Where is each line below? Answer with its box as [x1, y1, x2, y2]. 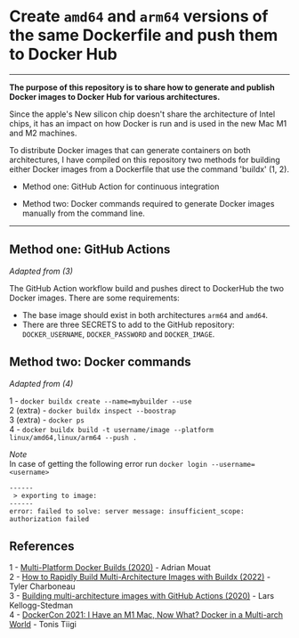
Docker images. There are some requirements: [9, 292, 180, 303]
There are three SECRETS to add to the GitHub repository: [21, 319, 235, 330]
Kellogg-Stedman [9, 600, 74, 611]
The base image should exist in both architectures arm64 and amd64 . [21, 309, 269, 320]
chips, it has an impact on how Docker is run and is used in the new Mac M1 [9, 118, 287, 128]
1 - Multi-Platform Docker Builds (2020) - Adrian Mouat [9, 562, 211, 573]
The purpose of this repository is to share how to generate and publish [9, 82, 276, 93]
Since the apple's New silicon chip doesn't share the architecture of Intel [9, 109, 276, 119]
